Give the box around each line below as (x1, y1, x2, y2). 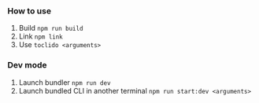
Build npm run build (18, 24, 83, 33)
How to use (7, 6, 52, 17)
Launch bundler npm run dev (18, 77, 111, 87)
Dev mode (7, 60, 47, 71)
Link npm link (18, 31, 64, 41)
